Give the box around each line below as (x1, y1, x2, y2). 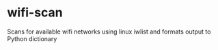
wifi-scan (7, 5, 63, 21)
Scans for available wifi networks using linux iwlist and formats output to (7, 27, 211, 36)
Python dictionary (7, 34, 57, 42)
